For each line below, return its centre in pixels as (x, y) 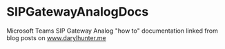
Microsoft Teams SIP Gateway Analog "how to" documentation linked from (112, 31)
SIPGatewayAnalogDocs (78, 12)
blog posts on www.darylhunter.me (56, 37)
